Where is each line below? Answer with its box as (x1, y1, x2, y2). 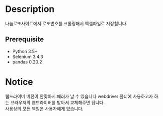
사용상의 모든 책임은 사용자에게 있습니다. (5, 106, 83, 112)
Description (5, 3, 55, 15)
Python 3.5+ (12, 48, 38, 54)
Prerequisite (5, 35, 44, 44)
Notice (5, 76, 33, 87)
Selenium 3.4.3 (12, 54, 43, 59)
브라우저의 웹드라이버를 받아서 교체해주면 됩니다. (10, 99, 105, 105)
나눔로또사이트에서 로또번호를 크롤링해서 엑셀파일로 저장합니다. (5, 20, 128, 26)
